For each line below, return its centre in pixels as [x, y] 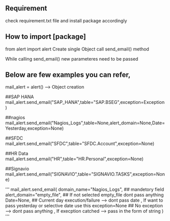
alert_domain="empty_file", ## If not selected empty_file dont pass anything [84, 195]
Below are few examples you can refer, [68, 75]
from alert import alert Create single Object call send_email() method [77, 49]
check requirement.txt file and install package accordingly [66, 20]
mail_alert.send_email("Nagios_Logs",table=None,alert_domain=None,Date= [85, 123]
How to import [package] [46, 37]
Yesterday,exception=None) [35, 128]
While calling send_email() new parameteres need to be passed [72, 59]
